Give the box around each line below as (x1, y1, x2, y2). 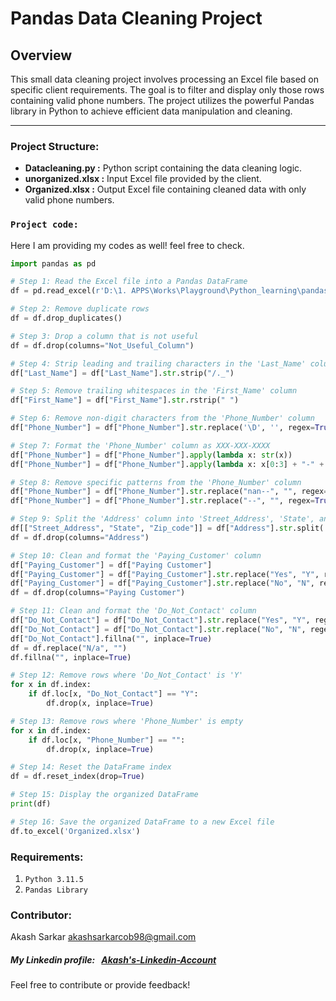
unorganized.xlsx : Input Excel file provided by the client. (24, 173, 262, 185)
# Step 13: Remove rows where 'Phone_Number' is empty (10, 716, 244, 726)
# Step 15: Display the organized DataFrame (10, 790, 199, 800)
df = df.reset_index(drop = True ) (10, 772, 145, 782)
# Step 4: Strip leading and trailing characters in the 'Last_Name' (10, 358, 307, 369)
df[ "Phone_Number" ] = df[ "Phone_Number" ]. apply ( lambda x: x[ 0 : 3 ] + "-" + (10, 459, 325, 469)
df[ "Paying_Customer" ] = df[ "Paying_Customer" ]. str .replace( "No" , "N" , (10, 578, 315, 589)
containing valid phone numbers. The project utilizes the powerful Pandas (10, 95, 315, 106)
